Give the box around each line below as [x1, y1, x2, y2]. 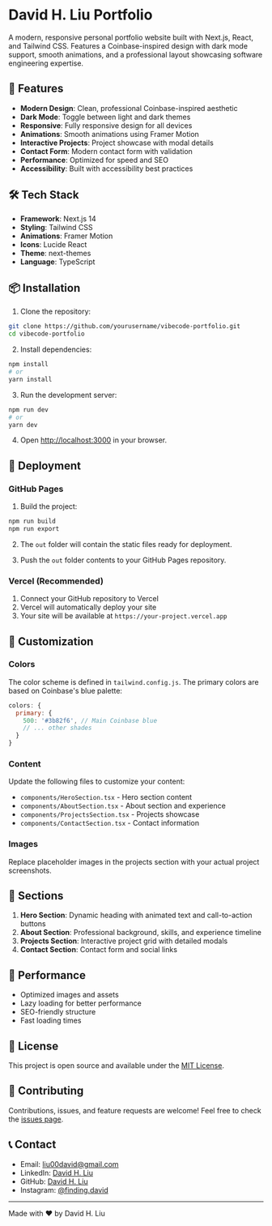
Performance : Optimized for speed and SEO [19, 155, 168, 164]
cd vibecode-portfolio [8, 330, 85, 338]
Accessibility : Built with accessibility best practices [19, 164, 193, 173]
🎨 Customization [8, 634, 94, 648]
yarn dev [8, 421, 38, 429]
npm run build [8, 517, 57, 526]
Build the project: [19, 502, 78, 511]
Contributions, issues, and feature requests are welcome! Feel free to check [8, 1105, 261, 1115]
